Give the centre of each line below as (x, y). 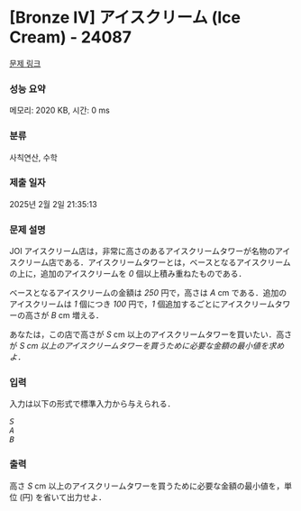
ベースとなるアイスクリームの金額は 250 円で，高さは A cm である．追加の (148, 293)
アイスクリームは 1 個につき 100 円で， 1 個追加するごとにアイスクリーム (142, 304)
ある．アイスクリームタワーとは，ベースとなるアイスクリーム (178, 262)
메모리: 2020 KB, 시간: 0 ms (59, 110)
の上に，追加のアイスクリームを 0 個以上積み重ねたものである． (128, 274)
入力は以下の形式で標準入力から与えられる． (92, 404)
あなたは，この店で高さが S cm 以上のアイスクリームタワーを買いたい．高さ (151, 334)
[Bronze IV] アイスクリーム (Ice (125, 18)
